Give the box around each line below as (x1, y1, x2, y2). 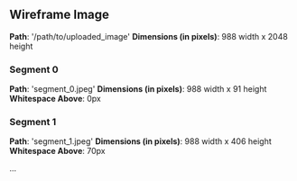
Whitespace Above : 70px (9, 146, 106, 157)
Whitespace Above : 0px (9, 94, 101, 104)
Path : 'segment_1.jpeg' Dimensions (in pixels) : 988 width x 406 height (9, 136, 273, 147)
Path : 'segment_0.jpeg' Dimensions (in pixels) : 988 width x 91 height (9, 84, 267, 95)
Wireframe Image (9, 7, 110, 23)
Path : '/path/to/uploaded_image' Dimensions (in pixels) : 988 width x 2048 (9, 31, 289, 41)
